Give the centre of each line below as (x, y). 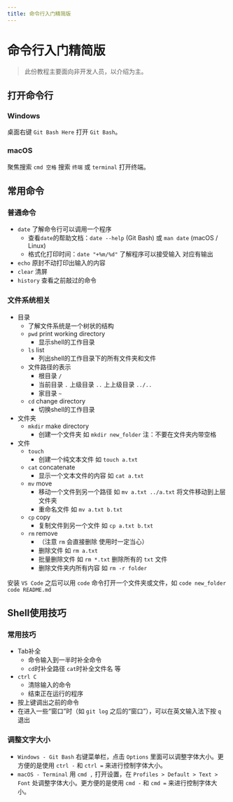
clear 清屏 (32, 272)
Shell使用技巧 (37, 613)
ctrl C (27, 677)
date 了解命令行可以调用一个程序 (64, 229)
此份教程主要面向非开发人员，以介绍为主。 (86, 71)
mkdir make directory (58, 426)
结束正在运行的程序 (56, 693)
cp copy (39, 517)
